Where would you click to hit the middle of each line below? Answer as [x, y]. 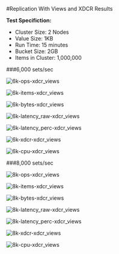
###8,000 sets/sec [30, 163]
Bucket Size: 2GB [36, 51]
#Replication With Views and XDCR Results [59, 9]
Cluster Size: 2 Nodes [42, 32]
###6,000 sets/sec [30, 69]
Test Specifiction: [29, 20]
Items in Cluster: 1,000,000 [48, 58]
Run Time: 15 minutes [41, 45]
